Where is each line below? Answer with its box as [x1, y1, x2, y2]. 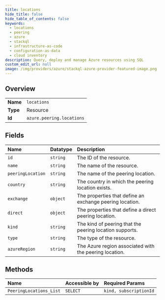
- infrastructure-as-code [9, 44, 63, 49]
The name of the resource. [77, 162, 138, 169]
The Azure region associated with [77, 243, 155, 249]
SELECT [65, 288, 81, 294]
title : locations [5, 7, 41, 12]
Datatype [50, 146, 73, 153]
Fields [5, 131, 25, 140]
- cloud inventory [9, 53, 48, 58]
